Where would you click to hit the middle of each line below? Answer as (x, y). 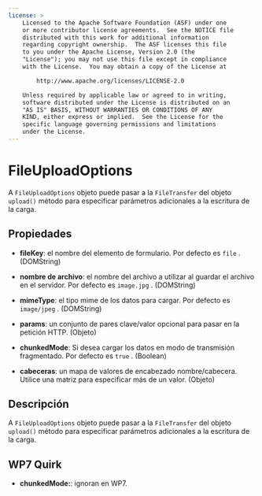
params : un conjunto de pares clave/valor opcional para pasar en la (129, 324)
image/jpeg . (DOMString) (61, 309)
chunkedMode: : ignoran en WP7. (73, 483)
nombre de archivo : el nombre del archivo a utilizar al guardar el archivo (137, 276)
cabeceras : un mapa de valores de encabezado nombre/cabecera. (128, 371)
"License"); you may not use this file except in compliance (124, 60)
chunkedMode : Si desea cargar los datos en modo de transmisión (127, 347)
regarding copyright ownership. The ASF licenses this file (124, 45)
